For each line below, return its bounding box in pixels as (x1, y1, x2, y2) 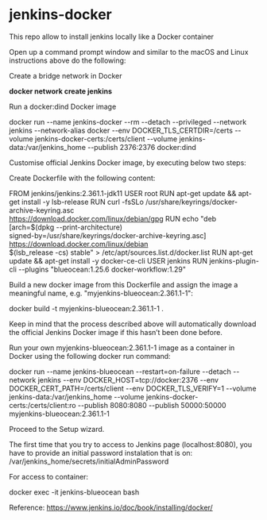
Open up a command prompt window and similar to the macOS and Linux (9, 47, 249, 56)
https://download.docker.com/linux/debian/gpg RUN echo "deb (9, 214, 217, 223)
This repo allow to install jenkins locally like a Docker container (9, 32, 214, 41)
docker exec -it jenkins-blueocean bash (9, 487, 140, 497)
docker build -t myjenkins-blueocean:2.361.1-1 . (9, 303, 164, 313)
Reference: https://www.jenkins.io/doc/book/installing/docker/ (9, 503, 213, 512)
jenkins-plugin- (208, 256, 259, 265)
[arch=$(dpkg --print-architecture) (9, 222, 122, 232)
